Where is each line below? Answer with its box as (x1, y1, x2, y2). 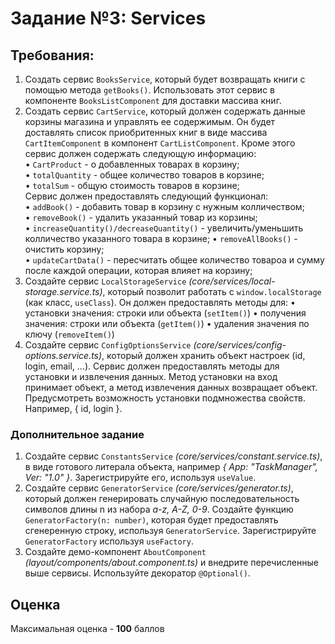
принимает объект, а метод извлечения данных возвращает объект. (24, 382, 318, 393)
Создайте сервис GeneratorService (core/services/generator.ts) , (24, 482, 294, 494)
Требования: (10, 47, 95, 64)
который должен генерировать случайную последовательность (24, 493, 300, 505)
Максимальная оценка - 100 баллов (10, 623, 165, 635)
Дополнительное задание (10, 427, 145, 441)
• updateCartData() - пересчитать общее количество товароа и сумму (24, 254, 325, 266)
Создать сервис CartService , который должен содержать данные (24, 105, 306, 117)
